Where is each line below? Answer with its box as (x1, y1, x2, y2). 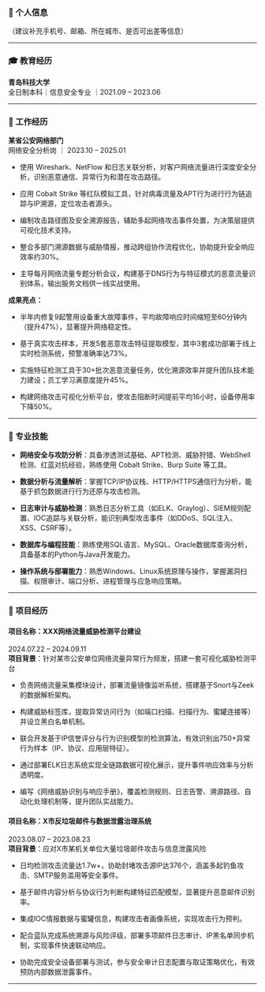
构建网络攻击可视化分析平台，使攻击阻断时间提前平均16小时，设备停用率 (19, 392, 256, 401)
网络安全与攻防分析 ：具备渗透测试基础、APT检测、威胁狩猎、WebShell (19, 450, 251, 460)
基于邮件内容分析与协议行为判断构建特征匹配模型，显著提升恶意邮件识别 (19, 887, 255, 897)
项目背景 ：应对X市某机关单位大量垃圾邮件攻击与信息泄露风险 (8, 844, 207, 853)
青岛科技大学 (8, 77, 50, 87)
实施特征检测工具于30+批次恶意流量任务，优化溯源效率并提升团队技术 (19, 365, 248, 375)
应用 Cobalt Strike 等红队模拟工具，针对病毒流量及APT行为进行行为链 (19, 188, 246, 198)
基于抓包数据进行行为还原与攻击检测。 (19, 487, 144, 496)
